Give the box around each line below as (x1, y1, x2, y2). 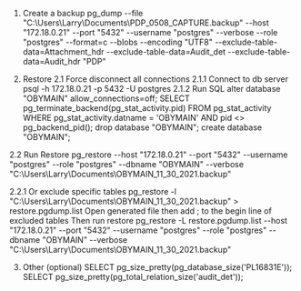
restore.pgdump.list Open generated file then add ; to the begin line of (9, 206, 273, 216)
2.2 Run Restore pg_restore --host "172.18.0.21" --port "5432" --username (9, 149, 288, 160)
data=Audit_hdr (22, 56, 81, 66)
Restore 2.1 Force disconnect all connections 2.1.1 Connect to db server (22, 74, 289, 85)
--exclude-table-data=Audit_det (105, 46, 226, 57)
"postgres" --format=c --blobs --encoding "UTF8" (22, 36, 214, 47)
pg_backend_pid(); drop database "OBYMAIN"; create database (22, 122, 263, 133)
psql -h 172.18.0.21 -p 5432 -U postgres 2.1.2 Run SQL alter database (22, 84, 281, 94)
